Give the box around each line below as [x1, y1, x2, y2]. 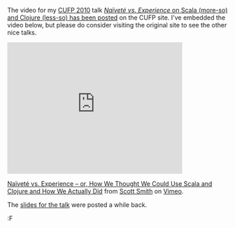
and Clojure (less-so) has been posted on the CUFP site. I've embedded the [7, 13, 226, 22]
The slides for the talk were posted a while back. [7, 201, 148, 209]
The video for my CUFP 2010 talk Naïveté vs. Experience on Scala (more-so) [7, 6, 228, 14]
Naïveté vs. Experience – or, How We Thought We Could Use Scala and [7, 180, 213, 188]
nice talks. [7, 28, 37, 36]
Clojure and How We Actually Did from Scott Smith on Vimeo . [7, 187, 184, 195]
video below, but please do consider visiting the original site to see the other [7, 21, 227, 29]
